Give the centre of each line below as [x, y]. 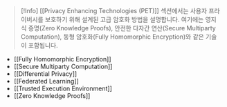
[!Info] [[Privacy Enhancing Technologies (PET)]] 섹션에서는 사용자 [114, 11]
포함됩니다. [43, 45]
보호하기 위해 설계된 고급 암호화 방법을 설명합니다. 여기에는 [124, 19]
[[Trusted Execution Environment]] [63, 88]
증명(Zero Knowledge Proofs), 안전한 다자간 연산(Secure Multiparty [122, 28]
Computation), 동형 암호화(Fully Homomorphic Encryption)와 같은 [112, 37]
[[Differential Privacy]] [45, 74]
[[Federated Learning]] [46, 81]
